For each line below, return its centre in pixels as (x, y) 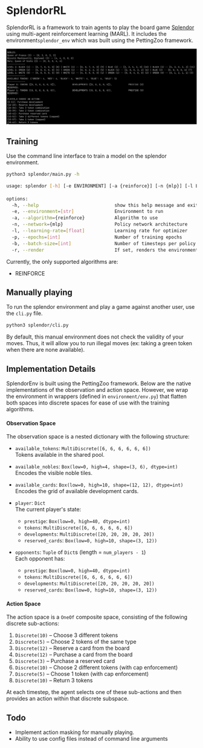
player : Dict (30, 503)
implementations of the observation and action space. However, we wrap (97, 390)
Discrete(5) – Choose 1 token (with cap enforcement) (82, 674)
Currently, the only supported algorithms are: (63, 261)
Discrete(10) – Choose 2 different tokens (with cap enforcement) (96, 667)
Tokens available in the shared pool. (60, 455)
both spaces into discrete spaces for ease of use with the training (88, 403)
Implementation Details (51, 369)
